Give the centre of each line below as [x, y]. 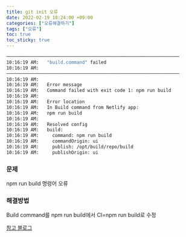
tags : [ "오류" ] [24, 29]
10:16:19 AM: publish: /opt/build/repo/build [70, 147]
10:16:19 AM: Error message [44, 85]
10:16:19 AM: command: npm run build [59, 136]
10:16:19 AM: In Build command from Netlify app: [72, 107]
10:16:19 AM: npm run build [44, 113]
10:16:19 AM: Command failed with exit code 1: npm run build [89, 91]
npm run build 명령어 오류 [37, 184]
